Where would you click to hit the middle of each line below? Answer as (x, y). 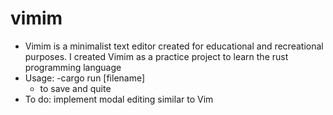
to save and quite (75, 88)
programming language (73, 67)
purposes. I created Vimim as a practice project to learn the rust (156, 56)
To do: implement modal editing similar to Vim (119, 99)
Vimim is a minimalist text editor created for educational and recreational (174, 46)
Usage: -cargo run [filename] (85, 78)
